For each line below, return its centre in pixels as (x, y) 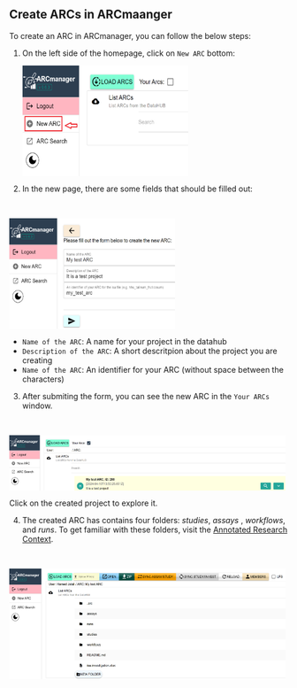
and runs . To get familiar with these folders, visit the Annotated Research (155, 530)
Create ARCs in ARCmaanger (91, 15)
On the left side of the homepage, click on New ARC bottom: (129, 53)
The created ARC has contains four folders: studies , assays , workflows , (153, 520)
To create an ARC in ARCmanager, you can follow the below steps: (130, 35)
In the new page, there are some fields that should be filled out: (137, 189)
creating (37, 360)
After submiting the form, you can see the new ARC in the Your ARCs (145, 396)
